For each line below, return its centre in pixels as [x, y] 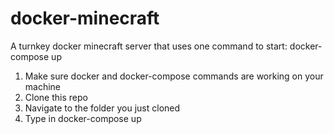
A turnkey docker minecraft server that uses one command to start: [149, 46]
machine [43, 86]
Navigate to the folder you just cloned [102, 108]
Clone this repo [56, 97]
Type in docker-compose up [83, 118]
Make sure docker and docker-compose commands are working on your [174, 76]
